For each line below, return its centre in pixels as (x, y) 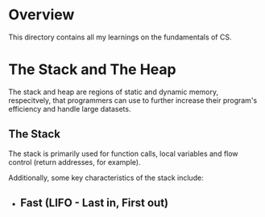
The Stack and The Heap (92, 70)
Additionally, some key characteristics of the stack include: (106, 178)
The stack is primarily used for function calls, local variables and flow (124, 154)
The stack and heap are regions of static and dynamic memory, (114, 92)
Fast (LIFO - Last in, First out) (94, 203)
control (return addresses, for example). (75, 162)
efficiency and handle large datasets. (70, 108)
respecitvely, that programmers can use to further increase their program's (133, 100)
